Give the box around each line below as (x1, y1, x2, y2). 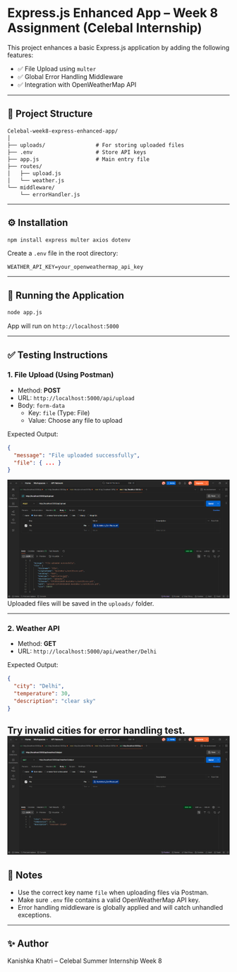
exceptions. (17, 911, 51, 919)
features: (7, 51, 34, 59)
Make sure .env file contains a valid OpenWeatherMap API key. (17, 895, 200, 904)
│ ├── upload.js (7, 169, 61, 177)
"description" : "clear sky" (13, 697, 97, 704)
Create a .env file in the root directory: (7, 249, 119, 258)
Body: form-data (17, 401, 66, 409)
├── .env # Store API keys (7, 148, 147, 156)
